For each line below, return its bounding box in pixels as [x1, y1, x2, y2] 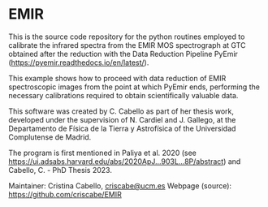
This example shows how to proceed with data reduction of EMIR [8, 73, 227, 83]
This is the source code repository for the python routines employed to [8, 32, 245, 41]
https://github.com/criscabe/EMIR [8, 189, 122, 199]
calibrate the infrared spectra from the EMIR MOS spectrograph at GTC [8, 40, 246, 50]
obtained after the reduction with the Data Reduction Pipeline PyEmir [8, 49, 238, 58]
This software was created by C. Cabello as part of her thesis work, [8, 106, 234, 116]
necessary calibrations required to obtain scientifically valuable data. [8, 90, 239, 100]
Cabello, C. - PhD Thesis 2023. [8, 165, 112, 175]
